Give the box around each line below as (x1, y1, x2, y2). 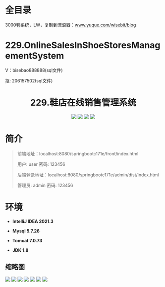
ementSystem (5, 50, 64, 62)
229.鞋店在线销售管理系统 (30, 97, 136, 108)
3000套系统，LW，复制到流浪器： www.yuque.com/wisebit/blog (5, 22, 136, 28)
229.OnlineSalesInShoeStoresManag (5, 40, 161, 51)
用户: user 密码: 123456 (17, 161, 65, 167)
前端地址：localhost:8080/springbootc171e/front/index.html (17, 150, 139, 156)
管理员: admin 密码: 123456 (17, 182, 73, 188)
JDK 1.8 (12, 247, 29, 253)
